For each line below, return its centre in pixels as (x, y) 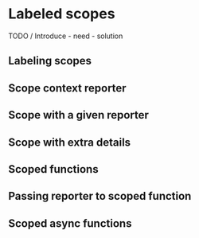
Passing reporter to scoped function (100, 196)
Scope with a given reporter (79, 115)
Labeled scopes (62, 14)
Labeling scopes (50, 61)
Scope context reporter (67, 88)
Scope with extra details (70, 142)
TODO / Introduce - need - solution (66, 36)
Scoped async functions (70, 223)
